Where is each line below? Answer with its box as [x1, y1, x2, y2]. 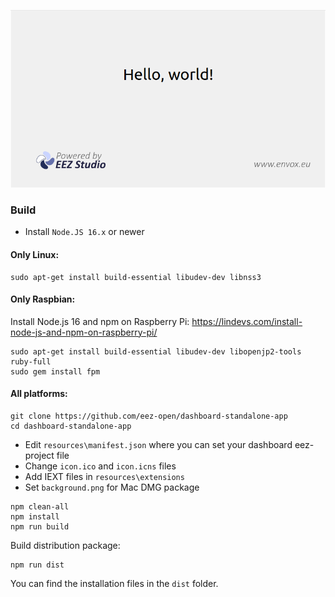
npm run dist [10, 560, 65, 570]
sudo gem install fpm [10, 366, 101, 377]
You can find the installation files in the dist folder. [10, 577, 219, 589]
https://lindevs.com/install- [191, 315, 303, 327]
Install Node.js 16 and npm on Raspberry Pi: [10, 315, 190, 327]
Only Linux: [10, 248, 60, 260]
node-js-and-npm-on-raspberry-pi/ [10, 326, 158, 338]
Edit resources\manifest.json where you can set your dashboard [24, 438, 293, 450]
